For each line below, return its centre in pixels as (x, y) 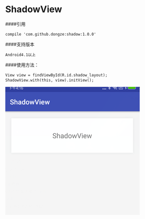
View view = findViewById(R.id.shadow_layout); (57, 75)
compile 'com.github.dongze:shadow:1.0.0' (51, 34)
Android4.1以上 (21, 55)
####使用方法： (22, 65)
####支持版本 (20, 44)
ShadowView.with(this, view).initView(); (50, 80)
